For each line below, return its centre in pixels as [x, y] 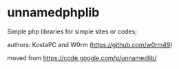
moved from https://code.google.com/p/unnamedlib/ [82, 58]
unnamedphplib [53, 13]
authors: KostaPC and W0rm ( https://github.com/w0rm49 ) [90, 44]
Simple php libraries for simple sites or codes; [72, 31]
